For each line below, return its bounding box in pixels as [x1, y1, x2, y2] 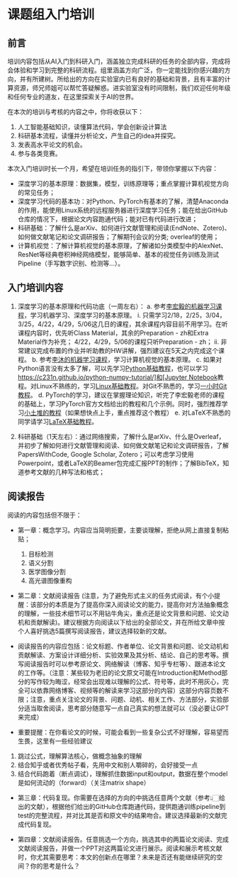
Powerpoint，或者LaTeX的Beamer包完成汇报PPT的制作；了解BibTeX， [17, 459, 223, 467]
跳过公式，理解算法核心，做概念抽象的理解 [17, 752, 142, 760]
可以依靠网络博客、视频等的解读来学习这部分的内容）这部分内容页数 [23, 686, 223, 695]
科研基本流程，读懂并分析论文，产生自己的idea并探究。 [17, 132, 179, 140]
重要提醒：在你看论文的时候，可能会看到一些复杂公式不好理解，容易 [17, 727, 217, 736]
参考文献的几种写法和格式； [23, 467, 105, 476]
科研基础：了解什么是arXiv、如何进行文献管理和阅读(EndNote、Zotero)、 [17, 224, 231, 232]
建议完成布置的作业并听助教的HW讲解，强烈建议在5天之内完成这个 [23, 346, 219, 354]
